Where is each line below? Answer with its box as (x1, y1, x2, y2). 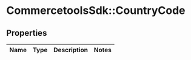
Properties (6, 28, 47, 38)
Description (53, 46, 88, 54)
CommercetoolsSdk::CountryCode (6, 4, 186, 18)
